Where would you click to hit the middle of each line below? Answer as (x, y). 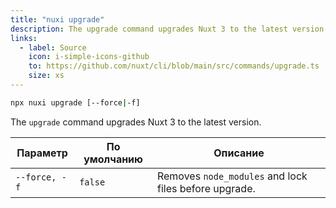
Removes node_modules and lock (232, 176)
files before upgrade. (206, 188)
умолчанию (113, 159)
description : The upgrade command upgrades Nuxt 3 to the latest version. (169, 29)
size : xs (46, 76)
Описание (239, 153)
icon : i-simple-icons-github (89, 57)
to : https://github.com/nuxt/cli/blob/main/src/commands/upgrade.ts (174, 66)
